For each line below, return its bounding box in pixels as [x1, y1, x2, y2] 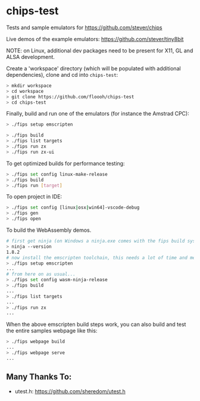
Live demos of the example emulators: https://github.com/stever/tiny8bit [6, 35, 184, 42]
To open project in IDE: [6, 193, 62, 200]
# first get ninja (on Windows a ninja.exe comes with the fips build [6, 238, 185, 244]
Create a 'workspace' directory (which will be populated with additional [6, 64, 181, 72]
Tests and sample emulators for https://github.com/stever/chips [6, 24, 162, 31]
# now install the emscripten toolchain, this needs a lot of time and [6, 254, 187, 260]
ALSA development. [6, 53, 55, 60]
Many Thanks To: [6, 372, 72, 382]
